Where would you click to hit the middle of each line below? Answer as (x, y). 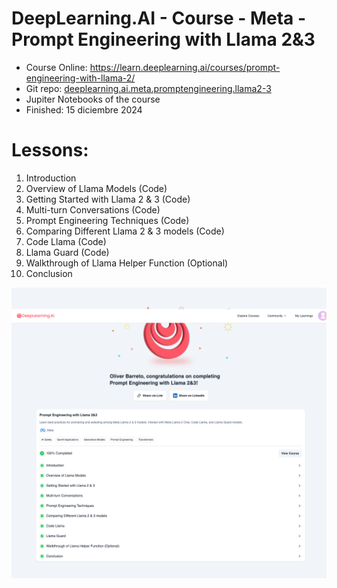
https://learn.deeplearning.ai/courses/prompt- (185, 67)
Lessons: (50, 150)
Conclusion (49, 273)
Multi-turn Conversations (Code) (93, 209)
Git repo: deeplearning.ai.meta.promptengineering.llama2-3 (148, 88)
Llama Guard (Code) (67, 252)
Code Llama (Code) (66, 241)
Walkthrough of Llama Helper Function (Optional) (127, 263)
